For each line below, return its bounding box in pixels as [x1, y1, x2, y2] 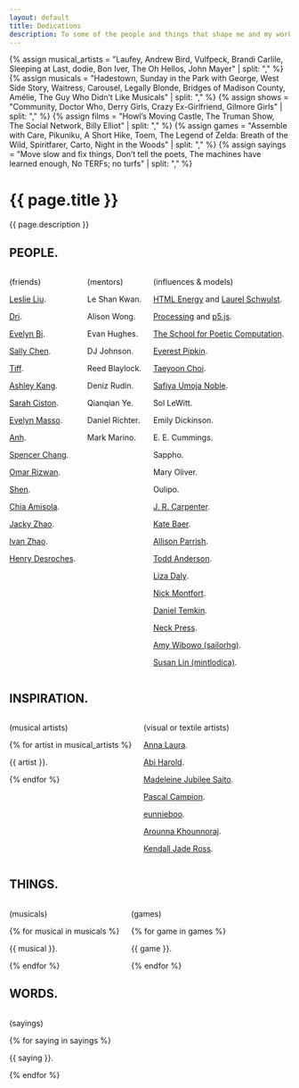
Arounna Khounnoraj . [143, 826, 222, 836]
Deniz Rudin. [87, 380, 134, 391]
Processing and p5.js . [152, 311, 233, 322]
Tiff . [9, 363, 24, 374]
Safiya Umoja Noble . [152, 380, 229, 391]
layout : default [9, 12, 69, 22]
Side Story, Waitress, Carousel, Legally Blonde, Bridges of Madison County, [9, 82, 287, 94]
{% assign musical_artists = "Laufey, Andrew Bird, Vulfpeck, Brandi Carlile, [9, 54, 283, 65]
